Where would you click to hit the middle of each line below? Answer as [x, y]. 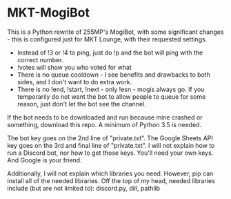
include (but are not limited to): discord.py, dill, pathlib [84, 188]
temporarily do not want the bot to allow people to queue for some [111, 96]
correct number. [40, 59]
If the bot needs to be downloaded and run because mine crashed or [105, 117]
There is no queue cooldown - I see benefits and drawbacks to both [113, 75]
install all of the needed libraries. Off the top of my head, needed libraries [111, 180]
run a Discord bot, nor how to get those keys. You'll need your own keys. [110, 153]
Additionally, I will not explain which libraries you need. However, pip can [110, 173]
